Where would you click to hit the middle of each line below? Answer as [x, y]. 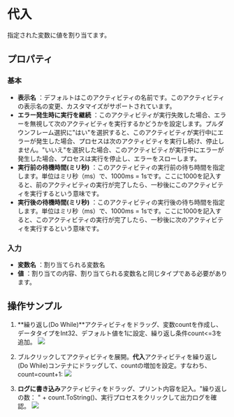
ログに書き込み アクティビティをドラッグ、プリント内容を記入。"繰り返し [122, 388]
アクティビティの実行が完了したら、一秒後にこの [118, 184]
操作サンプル [35, 306]
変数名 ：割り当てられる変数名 [61, 264]
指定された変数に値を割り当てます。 [59, 35]
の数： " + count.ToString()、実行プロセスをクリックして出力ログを [114, 397]
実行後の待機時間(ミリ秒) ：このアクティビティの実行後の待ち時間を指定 [121, 202]
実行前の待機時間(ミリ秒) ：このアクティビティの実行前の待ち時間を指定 [121, 167]
